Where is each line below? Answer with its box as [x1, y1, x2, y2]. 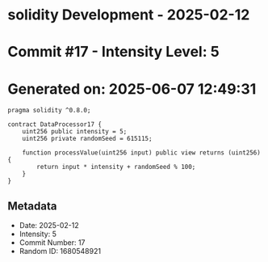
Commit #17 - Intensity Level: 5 [7, 43, 220, 61]
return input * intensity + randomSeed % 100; [36, 163, 196, 171]
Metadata [7, 199, 57, 213]
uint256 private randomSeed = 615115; [22, 135, 153, 143]
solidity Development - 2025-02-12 [7, 6, 250, 24]
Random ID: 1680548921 [19, 247, 102, 256]
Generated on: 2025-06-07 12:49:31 [7, 79, 257, 98]
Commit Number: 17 [19, 238, 86, 247]
